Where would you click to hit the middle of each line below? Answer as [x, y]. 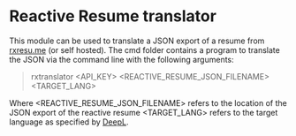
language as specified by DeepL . [69, 122]
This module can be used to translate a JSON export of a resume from [137, 41]
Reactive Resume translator [113, 16]
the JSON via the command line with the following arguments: [121, 59]
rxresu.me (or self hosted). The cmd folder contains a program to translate [144, 49]
